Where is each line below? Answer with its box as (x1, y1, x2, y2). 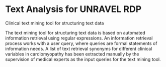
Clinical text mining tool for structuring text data (5, 20, 104, 26)
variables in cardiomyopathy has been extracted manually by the (5, 51, 139, 57)
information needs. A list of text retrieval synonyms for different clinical (5, 45, 152, 51)
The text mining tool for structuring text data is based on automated (5, 29, 145, 35)
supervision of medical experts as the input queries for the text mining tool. (5, 56, 161, 62)
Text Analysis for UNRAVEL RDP (5, 3, 142, 15)
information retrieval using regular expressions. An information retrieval (5, 35, 153, 41)
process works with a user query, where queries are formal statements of (5, 40, 157, 46)
